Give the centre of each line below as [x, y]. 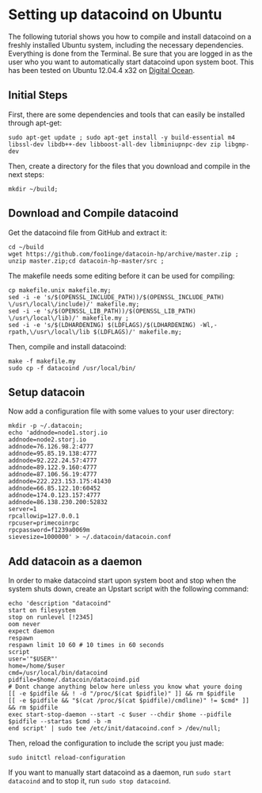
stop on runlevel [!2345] [51, 618]
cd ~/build [26, 247]
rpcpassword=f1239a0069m [49, 530]
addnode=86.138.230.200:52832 [58, 502]
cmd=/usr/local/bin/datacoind [58, 673]
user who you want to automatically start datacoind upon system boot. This [131, 62]
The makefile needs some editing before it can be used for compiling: [122, 275]
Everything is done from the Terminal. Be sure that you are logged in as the [131, 53]
